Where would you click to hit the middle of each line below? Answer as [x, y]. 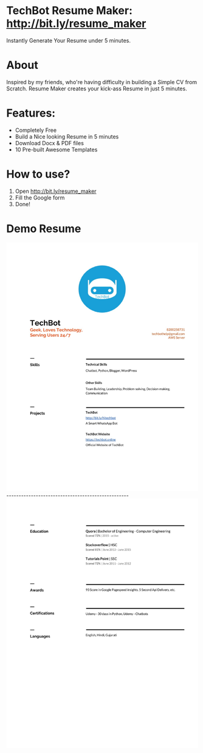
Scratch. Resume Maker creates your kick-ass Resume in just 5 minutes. [97, 88]
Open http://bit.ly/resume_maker [56, 191]
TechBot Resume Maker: [69, 11]
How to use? [38, 174]
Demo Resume [44, 229]
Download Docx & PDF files [49, 143]
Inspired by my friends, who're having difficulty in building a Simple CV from [102, 82]
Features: [31, 113]
